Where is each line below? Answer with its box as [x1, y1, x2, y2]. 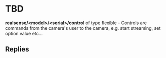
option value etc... [5, 30, 43, 36]
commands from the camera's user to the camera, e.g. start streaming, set [5, 25, 161, 31]
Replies [5, 45, 29, 53]
